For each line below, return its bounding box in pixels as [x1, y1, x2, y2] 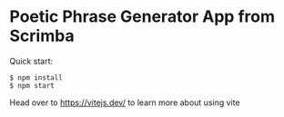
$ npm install [9, 73, 64, 83]
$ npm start [9, 81, 55, 90]
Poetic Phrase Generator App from [9, 6, 276, 27]
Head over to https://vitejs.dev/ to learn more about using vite [9, 97, 240, 108]
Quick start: [9, 55, 53, 66]
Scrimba [9, 25, 75, 46]
